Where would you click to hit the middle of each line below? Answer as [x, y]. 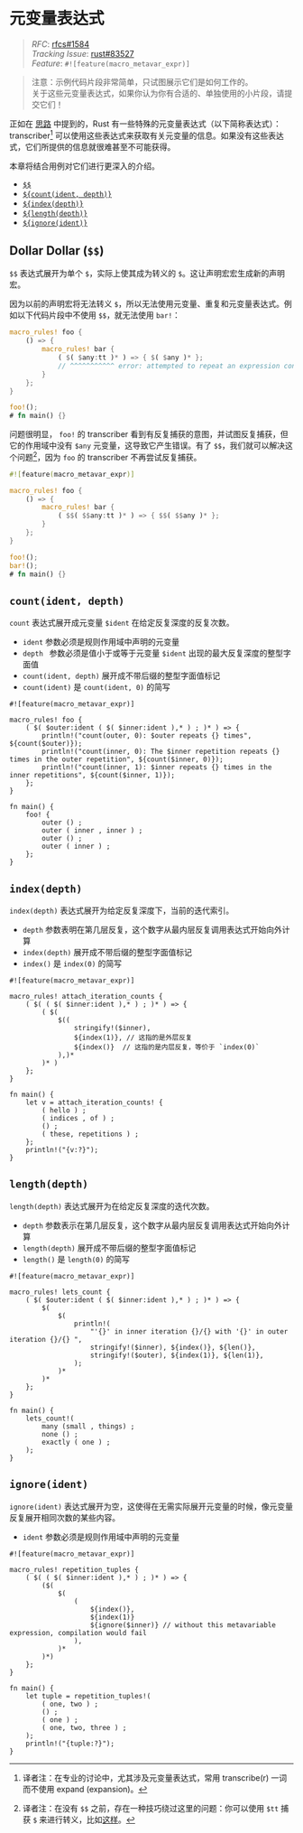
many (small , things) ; [88, 1426]
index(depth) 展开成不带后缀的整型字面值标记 [107, 953]
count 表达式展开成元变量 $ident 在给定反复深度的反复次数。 [122, 623]
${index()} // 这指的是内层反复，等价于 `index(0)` [166, 1047]
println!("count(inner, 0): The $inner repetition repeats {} [161, 752]
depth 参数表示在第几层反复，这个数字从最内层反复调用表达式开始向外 [152, 1225]
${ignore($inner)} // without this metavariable [183, 1625]
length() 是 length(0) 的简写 [76, 1259]
